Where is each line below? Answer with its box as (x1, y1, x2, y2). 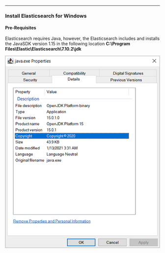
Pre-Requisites (5, 25, 36, 30)
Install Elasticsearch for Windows (5, 12, 87, 19)
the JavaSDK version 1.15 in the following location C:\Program (5, 41, 130, 47)
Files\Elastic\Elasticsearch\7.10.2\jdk (5, 46, 82, 52)
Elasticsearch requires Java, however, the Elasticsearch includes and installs (5, 35, 160, 42)
